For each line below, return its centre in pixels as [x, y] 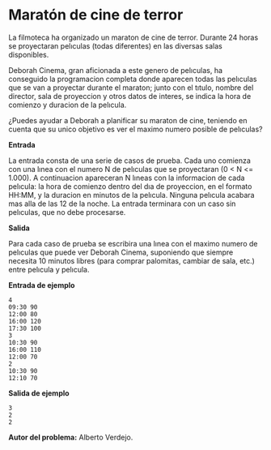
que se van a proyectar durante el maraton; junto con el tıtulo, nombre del [131, 88]
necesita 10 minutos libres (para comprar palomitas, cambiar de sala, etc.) [131, 260]
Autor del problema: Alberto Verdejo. [71, 437]
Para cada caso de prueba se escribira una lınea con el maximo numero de [133, 243]
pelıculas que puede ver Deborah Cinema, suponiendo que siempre [121, 252]
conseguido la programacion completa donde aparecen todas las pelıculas [133, 79]
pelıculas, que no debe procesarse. [67, 212]
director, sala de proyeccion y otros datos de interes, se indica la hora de [130, 96]
